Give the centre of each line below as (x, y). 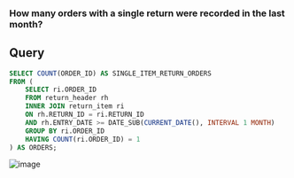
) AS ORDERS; (33, 147)
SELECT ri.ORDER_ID (61, 90)
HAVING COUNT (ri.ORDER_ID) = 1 (83, 139)
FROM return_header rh (67, 98)
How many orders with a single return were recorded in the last (147, 13)
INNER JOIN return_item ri (75, 106)
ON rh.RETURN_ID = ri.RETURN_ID (85, 115)
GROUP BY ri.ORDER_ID (65, 131)
